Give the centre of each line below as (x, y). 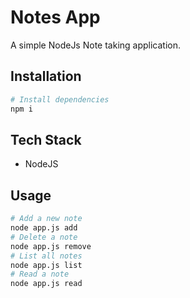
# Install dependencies (60, 99)
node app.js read (46, 284)
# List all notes (46, 256)
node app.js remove (51, 246)
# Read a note (40, 274)
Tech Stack (46, 139)
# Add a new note (46, 219)
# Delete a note (44, 237)
